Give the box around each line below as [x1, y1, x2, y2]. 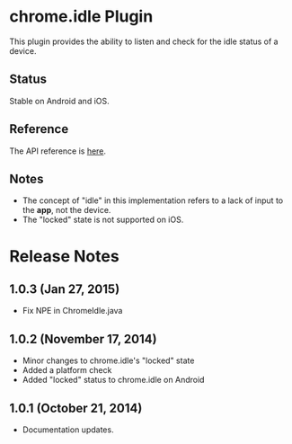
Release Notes [9, 245, 119, 266]
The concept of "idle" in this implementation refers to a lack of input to [22, 195, 284, 206]
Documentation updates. [22, 424, 114, 435]
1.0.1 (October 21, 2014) [9, 400, 143, 415]
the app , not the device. [22, 205, 111, 216]
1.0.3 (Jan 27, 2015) [9, 281, 120, 297]
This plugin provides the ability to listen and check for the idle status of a [9, 36, 279, 47]
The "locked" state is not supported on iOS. [22, 214, 184, 226]
